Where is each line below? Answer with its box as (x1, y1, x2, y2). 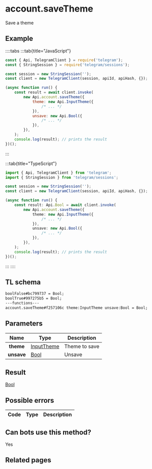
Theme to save (64, 343, 99, 350)
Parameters (5, 319, 43, 328)
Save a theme (5, 20, 34, 26)
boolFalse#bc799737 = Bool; (5, 291, 65, 296)
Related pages (5, 456, 52, 464)
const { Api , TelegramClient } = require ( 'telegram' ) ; (5, 58, 123, 63)
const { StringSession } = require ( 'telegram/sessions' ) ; (5, 62, 130, 67)
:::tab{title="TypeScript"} (5, 160, 57, 167)
